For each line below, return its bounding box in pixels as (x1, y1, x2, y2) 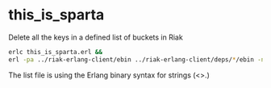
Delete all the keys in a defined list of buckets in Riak (8, 32, 183, 42)
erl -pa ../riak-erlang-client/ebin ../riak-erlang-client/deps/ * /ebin (8, 55, 254, 64)
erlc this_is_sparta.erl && (8, 48, 103, 56)
